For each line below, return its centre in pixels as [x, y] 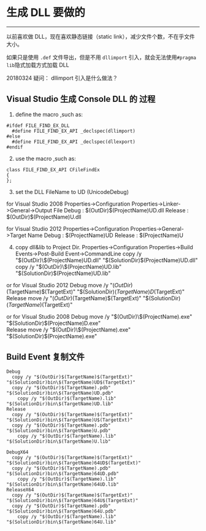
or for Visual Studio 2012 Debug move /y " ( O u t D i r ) [70, 285]
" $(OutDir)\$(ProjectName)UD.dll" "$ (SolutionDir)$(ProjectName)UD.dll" [106, 260]
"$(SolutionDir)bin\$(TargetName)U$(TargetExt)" [70, 420]
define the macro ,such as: [49, 114]
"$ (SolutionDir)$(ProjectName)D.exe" [54, 323]
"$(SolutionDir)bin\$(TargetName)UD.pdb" [60, 393]
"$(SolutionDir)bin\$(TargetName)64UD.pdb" [63, 473]
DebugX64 [17, 452]
